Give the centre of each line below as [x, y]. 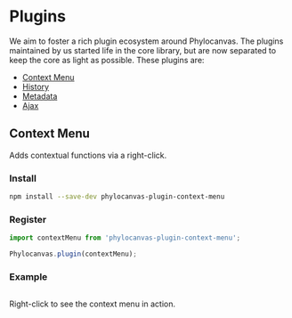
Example [28, 276]
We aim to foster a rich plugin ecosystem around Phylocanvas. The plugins [146, 41]
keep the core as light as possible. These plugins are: [107, 60]
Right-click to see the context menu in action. [93, 304]
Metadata [40, 96]
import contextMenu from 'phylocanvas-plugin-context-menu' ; [125, 238]
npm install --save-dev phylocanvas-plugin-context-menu [117, 197]
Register [28, 219]
